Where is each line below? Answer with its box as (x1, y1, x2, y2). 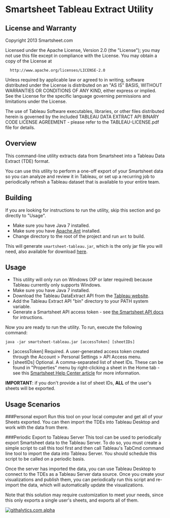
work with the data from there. (5, 424, 69, 430)
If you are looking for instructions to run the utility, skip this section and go (5, 207, 161, 213)
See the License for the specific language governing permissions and (5, 93, 151, 99)
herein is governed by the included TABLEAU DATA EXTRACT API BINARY (5, 113, 159, 120)
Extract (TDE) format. (5, 158, 50, 164)
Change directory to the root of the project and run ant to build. (12, 233, 145, 239)
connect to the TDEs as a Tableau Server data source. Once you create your (5, 471, 165, 477)
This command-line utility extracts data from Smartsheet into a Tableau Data (5, 153, 165, 159)
